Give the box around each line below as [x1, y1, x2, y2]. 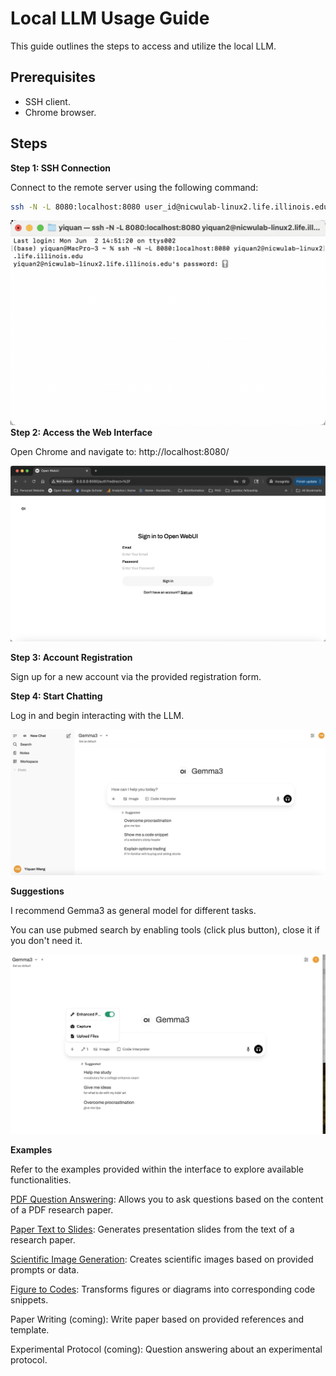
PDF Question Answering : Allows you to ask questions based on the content [10, 1193, 324, 1205]
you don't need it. [10, 934, 83, 946]
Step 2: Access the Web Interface [10, 427, 153, 439]
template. [10, 1323, 50, 1336]
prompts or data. [10, 1263, 80, 1276]
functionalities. [10, 1173, 72, 1186]
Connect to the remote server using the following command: [10, 181, 259, 193]
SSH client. [24, 95, 71, 107]
